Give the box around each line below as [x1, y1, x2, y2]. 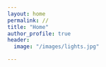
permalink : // [7, 17, 49, 24]
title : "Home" [7, 23, 49, 30]
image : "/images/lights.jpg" [13, 43, 100, 50]
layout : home [7, 10, 46, 18]
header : [7, 37, 30, 44]
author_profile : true [7, 30, 71, 37]
